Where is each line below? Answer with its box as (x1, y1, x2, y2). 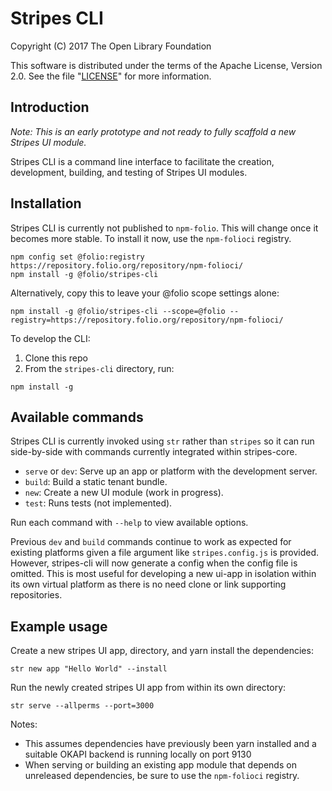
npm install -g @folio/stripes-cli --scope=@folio (10, 306, 226, 316)
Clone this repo (24, 352, 88, 364)
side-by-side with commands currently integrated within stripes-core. (10, 446, 298, 458)
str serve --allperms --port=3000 (10, 701, 155, 711)
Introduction (10, 99, 90, 116)
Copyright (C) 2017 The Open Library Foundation (10, 40, 212, 52)
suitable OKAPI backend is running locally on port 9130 (24, 748, 252, 761)
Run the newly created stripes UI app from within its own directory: (10, 682, 287, 694)
